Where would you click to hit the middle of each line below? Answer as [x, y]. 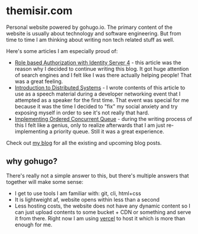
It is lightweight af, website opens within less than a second [87, 199]
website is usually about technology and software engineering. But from [94, 33]
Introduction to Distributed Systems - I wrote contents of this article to [100, 87]
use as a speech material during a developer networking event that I [98, 94]
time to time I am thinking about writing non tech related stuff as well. [90, 39]
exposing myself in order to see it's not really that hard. [82, 113]
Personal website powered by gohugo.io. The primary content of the [89, 27]
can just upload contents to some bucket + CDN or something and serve [103, 212]
